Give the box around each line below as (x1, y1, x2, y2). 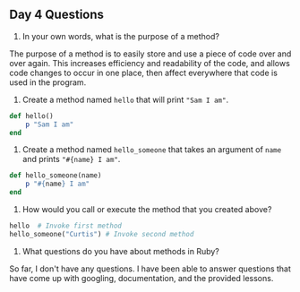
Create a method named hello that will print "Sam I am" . (21, 94, 229, 105)
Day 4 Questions (9, 7, 105, 22)
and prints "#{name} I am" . (21, 154, 121, 165)
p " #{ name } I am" (25, 179, 90, 189)
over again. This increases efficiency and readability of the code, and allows (9, 57, 291, 68)
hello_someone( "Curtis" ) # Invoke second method (9, 229, 194, 238)
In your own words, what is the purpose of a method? (21, 30, 219, 41)
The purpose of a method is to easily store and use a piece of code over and (9, 48, 292, 59)
